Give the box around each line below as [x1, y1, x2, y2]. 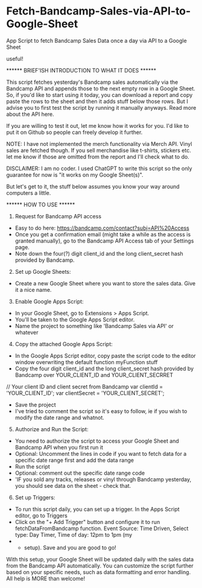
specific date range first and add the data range [14, 457, 134, 464]
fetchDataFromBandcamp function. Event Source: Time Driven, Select [14, 525, 189, 532]
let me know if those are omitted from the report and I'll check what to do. [6, 153, 190, 160]
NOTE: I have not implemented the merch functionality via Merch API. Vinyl [6, 140, 192, 147]
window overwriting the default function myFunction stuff [14, 358, 158, 365]
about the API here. [6, 110, 54, 118]
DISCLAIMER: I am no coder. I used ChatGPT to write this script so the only [6, 165, 192, 172]
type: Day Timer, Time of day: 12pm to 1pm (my [14, 531, 133, 538]
